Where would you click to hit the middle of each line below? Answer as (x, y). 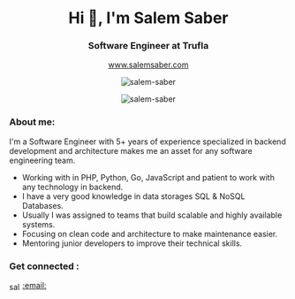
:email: (34, 286)
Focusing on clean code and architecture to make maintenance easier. (150, 234)
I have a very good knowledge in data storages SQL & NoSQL (133, 196)
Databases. (42, 205)
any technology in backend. (72, 187)
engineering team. (42, 160)
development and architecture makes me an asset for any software (131, 150)
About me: (32, 122)
